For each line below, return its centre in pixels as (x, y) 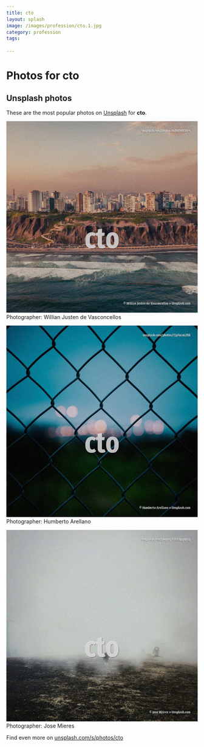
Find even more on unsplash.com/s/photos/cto (65, 738)
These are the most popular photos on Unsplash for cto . (76, 113)
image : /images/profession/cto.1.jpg (54, 26)
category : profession (34, 32)
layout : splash (25, 19)
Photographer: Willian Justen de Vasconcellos (64, 317)
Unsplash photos (39, 98)
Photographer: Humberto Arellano (49, 522)
